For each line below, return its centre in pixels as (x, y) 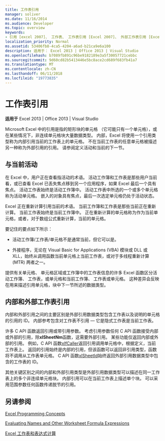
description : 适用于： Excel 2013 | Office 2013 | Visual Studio (72, 51)
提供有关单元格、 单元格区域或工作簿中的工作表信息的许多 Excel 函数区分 (79, 272)
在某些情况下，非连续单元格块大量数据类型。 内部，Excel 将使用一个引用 (79, 135)
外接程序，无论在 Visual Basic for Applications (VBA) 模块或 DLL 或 (80, 250)
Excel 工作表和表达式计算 (31, 434)
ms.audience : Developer (29, 23)
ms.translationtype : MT (29, 64)
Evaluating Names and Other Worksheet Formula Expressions (67, 423)
